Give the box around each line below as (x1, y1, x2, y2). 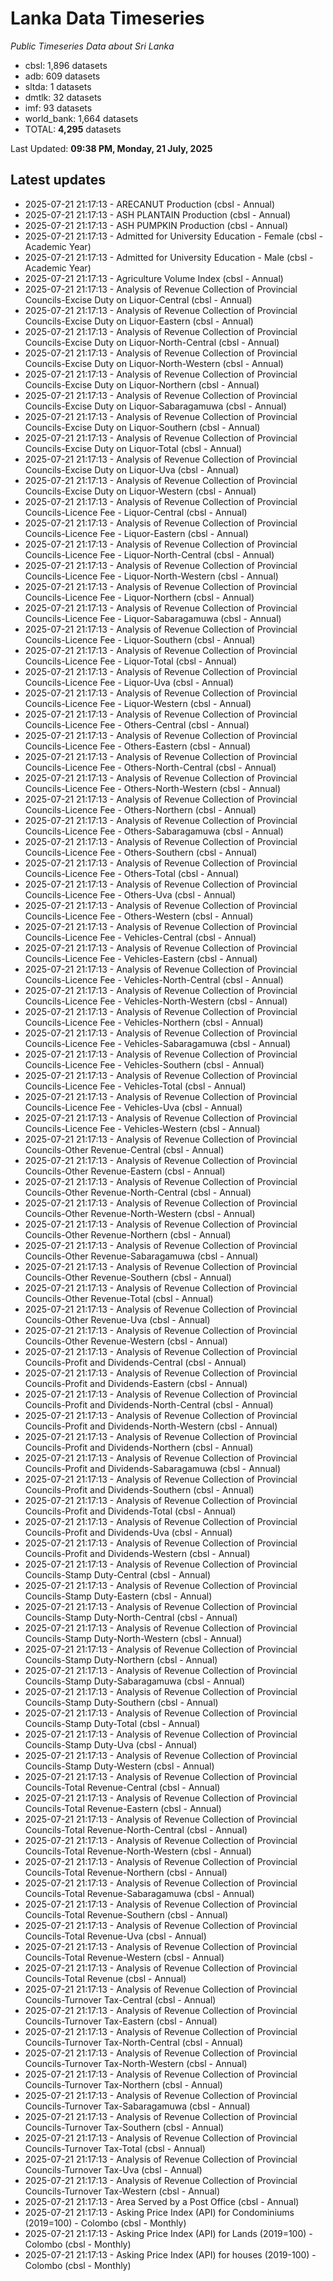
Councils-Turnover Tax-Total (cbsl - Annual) (24, 2142, 206, 2154)
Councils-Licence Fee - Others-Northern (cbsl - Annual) (24, 803, 257, 816)
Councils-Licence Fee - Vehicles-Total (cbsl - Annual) (24, 1080, 247, 1092)
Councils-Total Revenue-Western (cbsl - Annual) (24, 1951, 225, 1963)
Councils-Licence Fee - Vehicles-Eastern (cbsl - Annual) (24, 952, 258, 964)
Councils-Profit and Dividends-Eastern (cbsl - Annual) (24, 1377, 248, 1389)
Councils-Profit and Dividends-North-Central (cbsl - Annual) (24, 1398, 274, 1411)
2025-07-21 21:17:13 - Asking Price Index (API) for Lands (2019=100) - (24, 2227, 313, 2239)
